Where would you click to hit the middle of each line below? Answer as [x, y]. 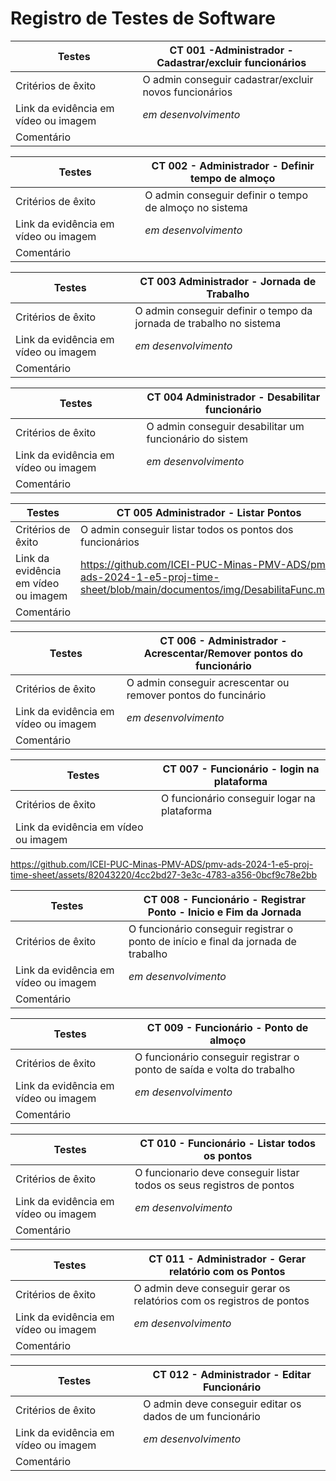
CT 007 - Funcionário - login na [241, 769]
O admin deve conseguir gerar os [212, 1288]
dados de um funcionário [202, 1416]
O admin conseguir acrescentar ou [208, 682]
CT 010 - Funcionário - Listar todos [227, 1143]
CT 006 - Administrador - [223, 640]
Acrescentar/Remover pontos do [223, 653]
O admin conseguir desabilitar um [225, 426]
